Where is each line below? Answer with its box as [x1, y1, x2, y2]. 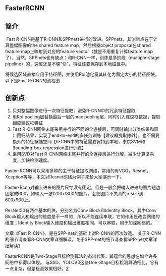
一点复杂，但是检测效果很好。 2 [5, 266, 69, 272]
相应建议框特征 [12, 120, 43, 126]
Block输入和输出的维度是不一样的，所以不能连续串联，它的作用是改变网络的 [5, 214, 160, 220]
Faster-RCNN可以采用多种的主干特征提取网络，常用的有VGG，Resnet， [5, 168, 151, 174]
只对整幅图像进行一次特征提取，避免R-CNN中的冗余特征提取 [12, 108, 136, 113]
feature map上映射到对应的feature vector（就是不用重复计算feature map [5, 49, 153, 55]
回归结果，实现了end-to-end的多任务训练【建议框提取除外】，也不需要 [16, 132, 160, 138]
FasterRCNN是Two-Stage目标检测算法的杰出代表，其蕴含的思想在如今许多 [5, 253, 158, 259]
